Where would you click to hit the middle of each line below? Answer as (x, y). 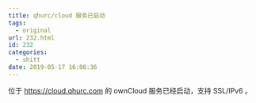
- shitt (28, 60)
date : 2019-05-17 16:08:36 (53, 67)
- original (33, 30)
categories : (28, 52)
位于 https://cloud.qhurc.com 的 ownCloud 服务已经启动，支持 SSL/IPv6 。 (130, 90)
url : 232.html (32, 38)
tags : (17, 23)
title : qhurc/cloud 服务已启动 (57, 15)
